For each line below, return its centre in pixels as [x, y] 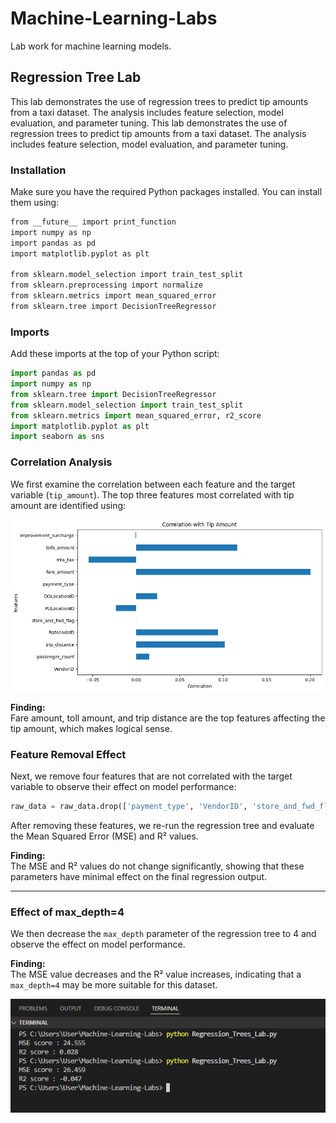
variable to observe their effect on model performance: [123, 786]
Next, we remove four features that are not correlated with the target [151, 776]
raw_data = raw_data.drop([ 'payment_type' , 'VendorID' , [129, 806]
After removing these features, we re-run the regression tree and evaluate [162, 825]
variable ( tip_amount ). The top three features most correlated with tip [152, 494]
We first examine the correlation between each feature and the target [153, 484]
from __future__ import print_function [93, 222]
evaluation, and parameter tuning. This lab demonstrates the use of [149, 123]
